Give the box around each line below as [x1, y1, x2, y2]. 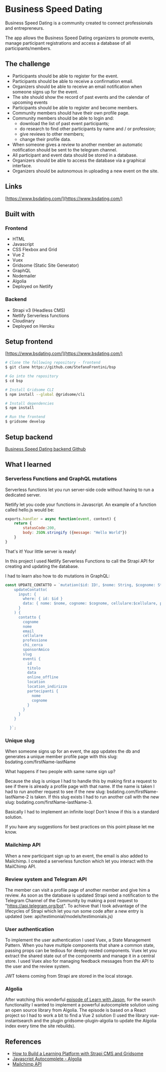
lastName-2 [5, 794, 29, 800]
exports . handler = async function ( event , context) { [5, 516, 116, 521]
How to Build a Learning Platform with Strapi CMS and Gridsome [12, 1051, 144, 1057]
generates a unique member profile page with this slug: [5, 754, 118, 760]
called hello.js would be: [5, 506, 54, 512]
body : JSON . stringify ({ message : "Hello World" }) [23, 530, 127, 535]
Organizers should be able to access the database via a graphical [12, 157, 146, 163]
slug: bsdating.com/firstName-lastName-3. [5, 799, 93, 805]
